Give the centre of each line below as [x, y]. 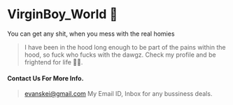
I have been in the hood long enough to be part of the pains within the [125, 47]
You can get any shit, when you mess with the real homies [91, 34]
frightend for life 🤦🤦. [54, 62]
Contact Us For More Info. [45, 78]
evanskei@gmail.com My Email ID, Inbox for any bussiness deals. [118, 94]
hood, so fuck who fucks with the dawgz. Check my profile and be [120, 55]
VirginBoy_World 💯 [62, 14]
